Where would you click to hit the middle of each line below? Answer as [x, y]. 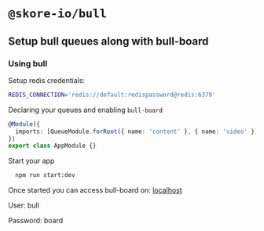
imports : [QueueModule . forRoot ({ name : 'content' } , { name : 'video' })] [138, 132]
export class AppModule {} [52, 146]
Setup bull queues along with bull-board [108, 41]
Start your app [31, 161]
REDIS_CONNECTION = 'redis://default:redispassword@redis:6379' [112, 95]
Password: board [36, 221]
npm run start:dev [46, 175]
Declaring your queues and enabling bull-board [86, 110]
